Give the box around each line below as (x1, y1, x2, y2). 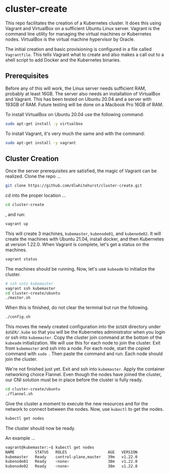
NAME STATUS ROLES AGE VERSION (5, 450, 138, 455)
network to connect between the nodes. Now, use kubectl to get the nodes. (5, 406, 164, 412)
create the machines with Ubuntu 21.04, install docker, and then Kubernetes (5, 235, 164, 242)
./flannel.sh (5, 391, 33, 397)
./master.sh (5, 295, 31, 301)
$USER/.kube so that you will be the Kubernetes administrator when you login (5, 329, 165, 335)
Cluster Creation (5, 154, 59, 163)
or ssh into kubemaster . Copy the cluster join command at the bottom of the (5, 334, 162, 340)
